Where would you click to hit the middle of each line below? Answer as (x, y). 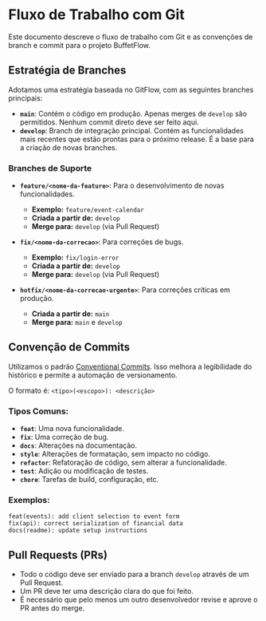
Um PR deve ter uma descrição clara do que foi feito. (106, 591)
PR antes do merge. (52, 608)
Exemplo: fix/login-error (75, 258)
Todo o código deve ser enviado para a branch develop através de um (134, 574)
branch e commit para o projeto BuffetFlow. (80, 45)
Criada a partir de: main (70, 314)
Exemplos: (29, 500)
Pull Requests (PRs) (58, 555)
